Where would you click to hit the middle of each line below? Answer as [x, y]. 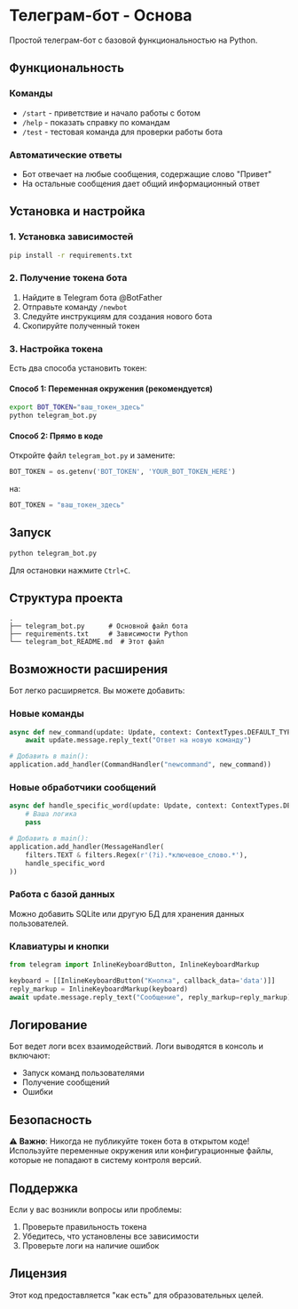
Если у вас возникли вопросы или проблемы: [95, 1209]
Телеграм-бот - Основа [101, 16]
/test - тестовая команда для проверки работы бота [122, 132]
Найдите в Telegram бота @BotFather [92, 297]
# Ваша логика [51, 815]
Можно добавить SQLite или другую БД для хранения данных [127, 913]
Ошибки [37, 1092]
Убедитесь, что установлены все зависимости [110, 1236]
